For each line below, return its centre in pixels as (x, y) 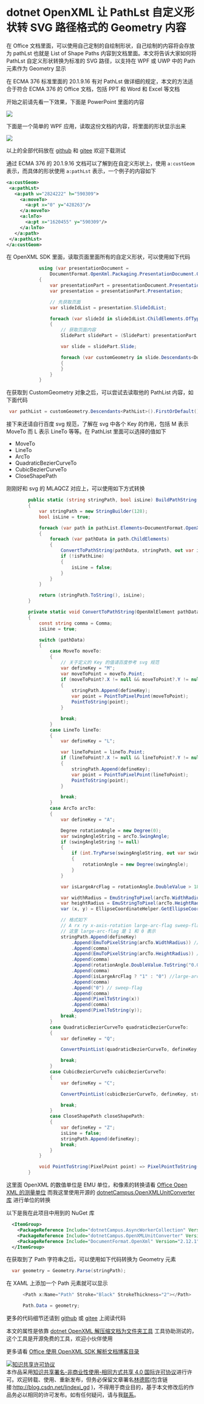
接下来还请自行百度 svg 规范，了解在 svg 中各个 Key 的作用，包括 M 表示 (97, 424)
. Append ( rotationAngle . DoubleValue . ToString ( (130, 965)
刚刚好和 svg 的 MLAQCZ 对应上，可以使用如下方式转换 (76, 488)
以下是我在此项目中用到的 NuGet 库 (50, 1213)
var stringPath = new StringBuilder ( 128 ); (93, 511)
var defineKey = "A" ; (88, 820)
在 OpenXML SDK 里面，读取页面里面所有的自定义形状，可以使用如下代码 (98, 257)
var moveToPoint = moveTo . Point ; (103, 674)
